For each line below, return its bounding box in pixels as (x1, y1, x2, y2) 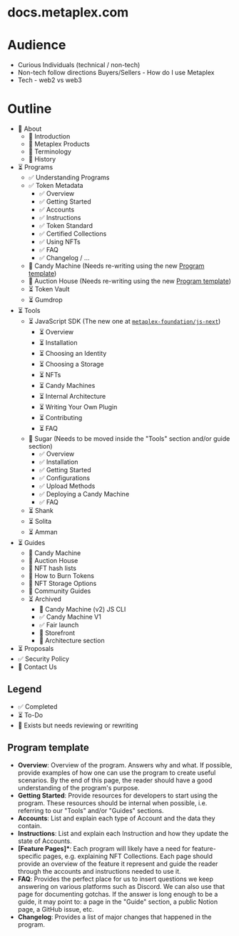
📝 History (28, 155, 56, 164)
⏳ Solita (28, 517, 52, 526)
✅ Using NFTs (39, 237, 81, 247)
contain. (17, 821, 42, 830)
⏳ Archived (28, 594, 62, 604)
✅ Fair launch (39, 621, 79, 629)
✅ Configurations (39, 474, 91, 482)
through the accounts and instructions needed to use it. (17, 867, 181, 875)
